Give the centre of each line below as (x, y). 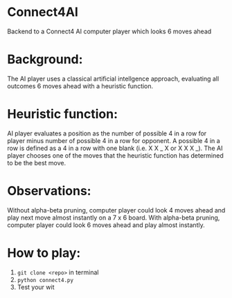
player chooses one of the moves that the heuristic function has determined (115, 155)
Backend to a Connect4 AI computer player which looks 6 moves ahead (109, 31)
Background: (45, 59)
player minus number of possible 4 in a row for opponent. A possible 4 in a (114, 140)
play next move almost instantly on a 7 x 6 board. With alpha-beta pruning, (114, 217)
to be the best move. (37, 163)
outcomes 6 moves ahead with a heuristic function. (80, 86)
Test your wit (36, 287)
